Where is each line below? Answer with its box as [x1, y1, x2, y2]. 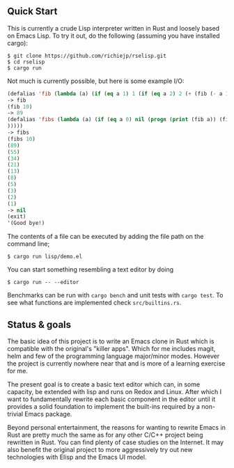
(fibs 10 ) [7, 135, 36, 142]
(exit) [7, 213, 26, 220]
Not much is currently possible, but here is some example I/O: [7, 77, 185, 85]
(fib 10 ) [7, 103, 33, 110]
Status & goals [7, 318, 72, 330]
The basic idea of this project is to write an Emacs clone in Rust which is [7, 337, 214, 345]
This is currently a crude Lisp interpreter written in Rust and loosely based [7, 24, 220, 32]
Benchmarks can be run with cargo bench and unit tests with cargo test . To [7, 291, 224, 299]
